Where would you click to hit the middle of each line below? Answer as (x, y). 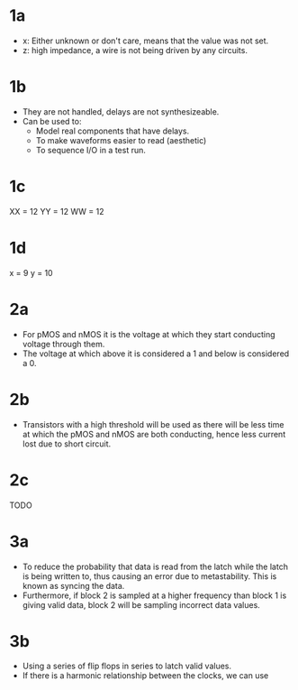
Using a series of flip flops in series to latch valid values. (127, 666)
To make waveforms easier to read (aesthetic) (121, 140)
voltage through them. (63, 344)
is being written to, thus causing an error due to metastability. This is (149, 576)
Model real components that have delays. (113, 131)
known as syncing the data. (73, 585)
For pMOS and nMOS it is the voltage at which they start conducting (149, 334)
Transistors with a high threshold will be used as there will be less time (153, 424)
